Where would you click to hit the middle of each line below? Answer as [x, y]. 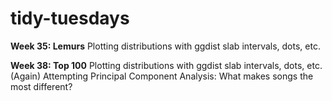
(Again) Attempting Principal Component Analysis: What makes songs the [162, 76]
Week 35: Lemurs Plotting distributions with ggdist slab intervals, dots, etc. [165, 46]
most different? [41, 86]
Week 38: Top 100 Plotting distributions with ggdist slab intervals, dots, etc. [166, 65]
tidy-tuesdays [70, 18]
